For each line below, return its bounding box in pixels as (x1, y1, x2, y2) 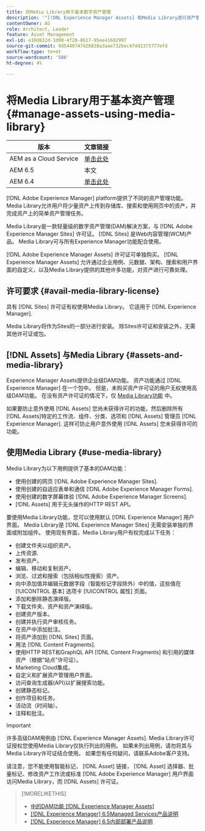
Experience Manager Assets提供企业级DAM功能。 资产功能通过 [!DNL (6, 376, 182, 384)
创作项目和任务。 (15, 694, 59, 702)
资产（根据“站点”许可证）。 (15, 656, 82, 663)
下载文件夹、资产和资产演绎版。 (15, 602, 96, 610)
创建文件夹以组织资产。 (15, 541, 74, 549)
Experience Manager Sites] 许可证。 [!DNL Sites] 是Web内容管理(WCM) (6, 230, 187, 238)
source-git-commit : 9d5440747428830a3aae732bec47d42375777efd (6, 43, 168, 49)
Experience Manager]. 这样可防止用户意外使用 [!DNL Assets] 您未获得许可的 (6, 420, 198, 428)
